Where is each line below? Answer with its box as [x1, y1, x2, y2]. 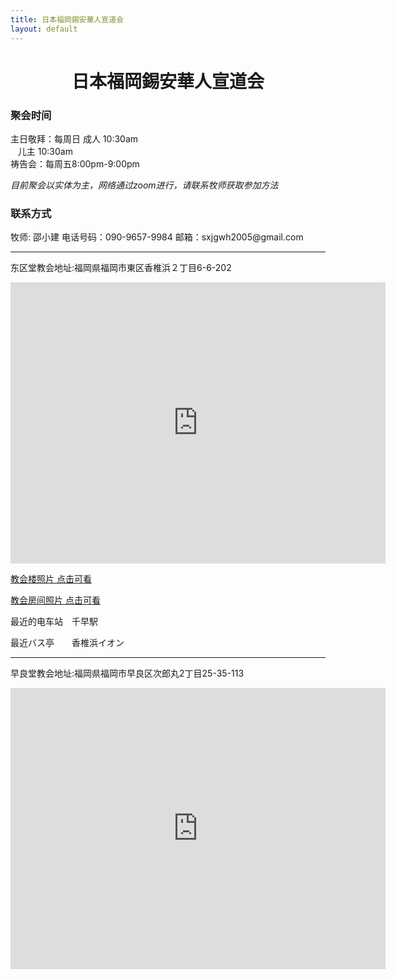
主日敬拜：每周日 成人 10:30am [10, 132, 139, 145]
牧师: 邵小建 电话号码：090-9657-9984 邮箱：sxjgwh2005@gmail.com [10, 231, 304, 243]
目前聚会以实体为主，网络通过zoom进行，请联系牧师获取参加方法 [10, 179, 279, 191]
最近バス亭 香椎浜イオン [10, 637, 125, 649]
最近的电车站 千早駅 [10, 616, 98, 628]
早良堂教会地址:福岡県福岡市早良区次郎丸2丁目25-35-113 [10, 667, 245, 680]
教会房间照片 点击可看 [10, 594, 101, 606]
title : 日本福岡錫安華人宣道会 [10, 14, 124, 25]
